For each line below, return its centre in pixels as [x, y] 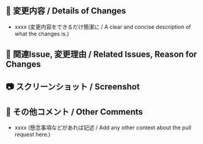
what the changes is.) [42, 34]
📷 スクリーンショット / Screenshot [73, 86]
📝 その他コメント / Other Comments [74, 112]
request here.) [32, 135]
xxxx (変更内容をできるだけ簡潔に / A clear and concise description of [103, 27]
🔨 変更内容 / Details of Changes [66, 11]
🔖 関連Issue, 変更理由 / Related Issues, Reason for [101, 55]
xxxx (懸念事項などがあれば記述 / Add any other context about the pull [103, 128]
